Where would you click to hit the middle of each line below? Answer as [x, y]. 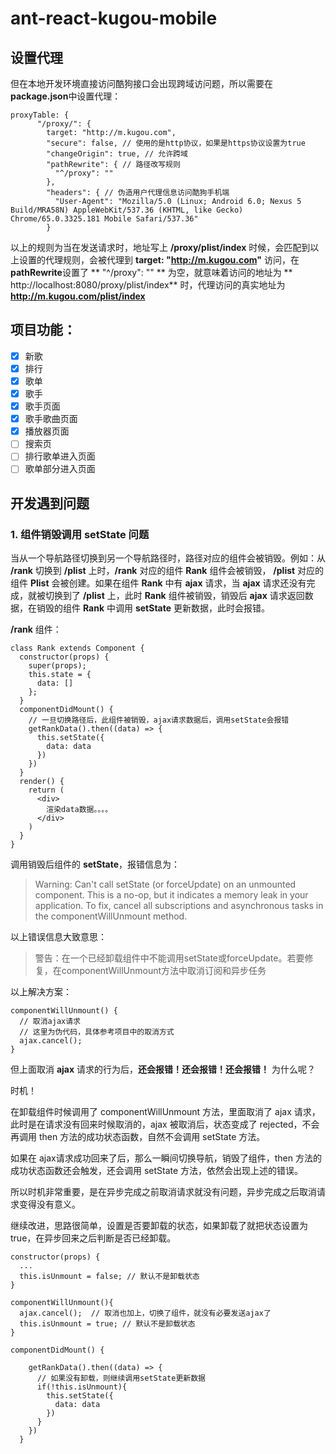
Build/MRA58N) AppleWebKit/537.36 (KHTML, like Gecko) [127, 210]
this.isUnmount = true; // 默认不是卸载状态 [107, 1324]
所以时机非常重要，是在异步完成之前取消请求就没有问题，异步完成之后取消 [163, 1192]
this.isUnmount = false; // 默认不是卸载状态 [109, 1277]
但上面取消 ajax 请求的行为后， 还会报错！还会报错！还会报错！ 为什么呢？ [163, 1069]
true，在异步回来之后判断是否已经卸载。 [93, 1238]
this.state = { [60, 675]
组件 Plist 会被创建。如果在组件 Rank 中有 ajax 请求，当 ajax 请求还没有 [158, 583]
